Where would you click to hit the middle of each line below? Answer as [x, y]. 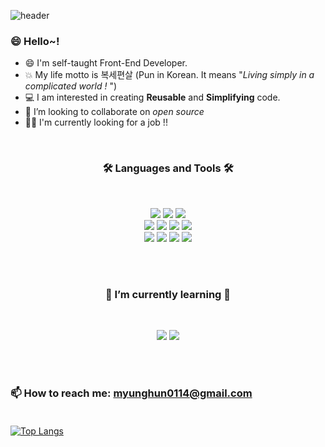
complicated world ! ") [71, 86]
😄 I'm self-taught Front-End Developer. [106, 63]
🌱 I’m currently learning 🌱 [168, 294]
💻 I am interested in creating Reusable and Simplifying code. [152, 97]
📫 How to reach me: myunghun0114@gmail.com [131, 393]
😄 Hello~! [35, 41]
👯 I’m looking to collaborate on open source [114, 112]
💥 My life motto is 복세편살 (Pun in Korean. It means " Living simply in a [169, 75]
